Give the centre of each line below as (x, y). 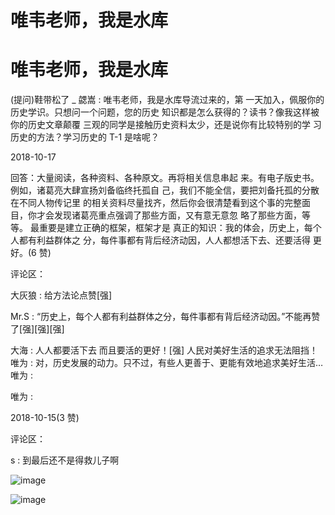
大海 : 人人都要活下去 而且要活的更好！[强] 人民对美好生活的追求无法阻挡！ (164, 350)
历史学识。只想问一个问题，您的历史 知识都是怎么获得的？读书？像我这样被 (165, 112)
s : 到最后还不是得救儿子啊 (65, 460)
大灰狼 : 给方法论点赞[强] (61, 295)
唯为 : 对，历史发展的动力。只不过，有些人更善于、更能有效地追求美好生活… (167, 363)
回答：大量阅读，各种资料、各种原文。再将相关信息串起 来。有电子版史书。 (165, 178)
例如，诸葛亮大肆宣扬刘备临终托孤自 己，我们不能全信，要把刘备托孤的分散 (165, 190)
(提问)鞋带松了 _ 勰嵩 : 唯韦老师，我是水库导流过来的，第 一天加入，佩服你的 (167, 100)
